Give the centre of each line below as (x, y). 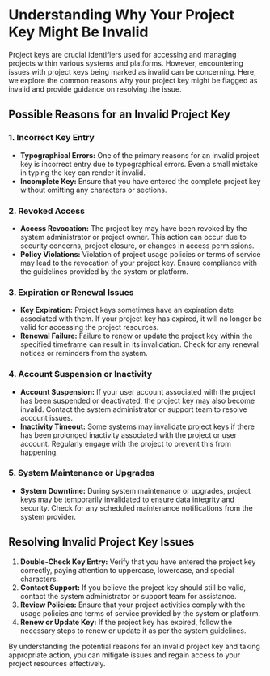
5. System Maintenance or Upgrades (82, 473)
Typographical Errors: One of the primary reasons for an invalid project (139, 155)
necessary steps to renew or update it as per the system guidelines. (133, 631)
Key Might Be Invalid (78, 32)
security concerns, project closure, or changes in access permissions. (137, 246)
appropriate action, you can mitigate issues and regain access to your (124, 655)
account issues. (46, 417)
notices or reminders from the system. (84, 353)
